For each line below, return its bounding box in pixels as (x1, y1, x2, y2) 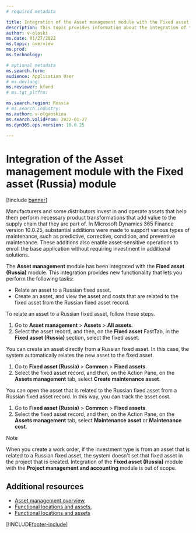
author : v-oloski (6, 30, 48, 36)
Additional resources (6, 481, 84, 491)
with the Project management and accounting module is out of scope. (6, 464, 177, 471)
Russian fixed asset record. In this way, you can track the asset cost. (6, 393, 171, 400)
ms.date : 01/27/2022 (6, 36, 57, 42)
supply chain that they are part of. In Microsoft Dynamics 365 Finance (6, 220, 174, 227)
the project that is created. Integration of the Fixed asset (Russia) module (6, 458, 183, 466)
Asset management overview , (14, 497, 86, 504)
